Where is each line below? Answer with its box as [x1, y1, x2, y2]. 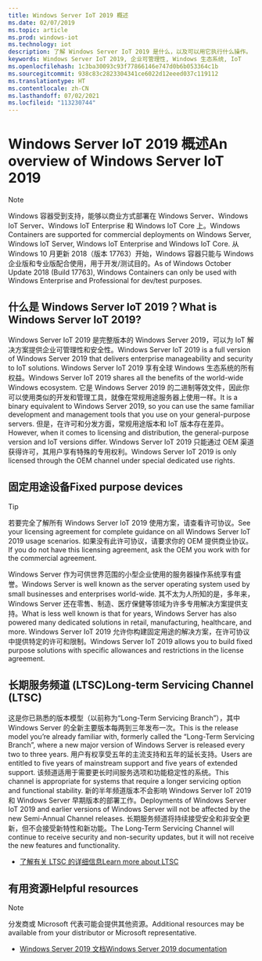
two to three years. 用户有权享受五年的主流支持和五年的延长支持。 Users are [8, 749, 253, 759]
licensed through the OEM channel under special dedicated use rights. [8, 456, 235, 465]
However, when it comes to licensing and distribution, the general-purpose [8, 428, 249, 437]
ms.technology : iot [8, 41, 72, 49]
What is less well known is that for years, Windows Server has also [22, 609, 237, 618]
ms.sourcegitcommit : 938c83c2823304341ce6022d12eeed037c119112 [8, 70, 219, 78]
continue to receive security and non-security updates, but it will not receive [8, 832, 254, 842]
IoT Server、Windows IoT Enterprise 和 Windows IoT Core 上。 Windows [8, 221, 241, 231]
